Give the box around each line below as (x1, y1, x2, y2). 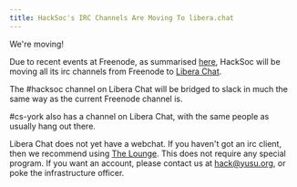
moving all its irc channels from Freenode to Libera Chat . (9, 66, 222, 77)
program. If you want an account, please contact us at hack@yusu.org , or (9, 157, 286, 169)
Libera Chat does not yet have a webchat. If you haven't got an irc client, (9, 138, 282, 149)
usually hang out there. (9, 120, 96, 131)
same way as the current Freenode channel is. (9, 93, 183, 104)
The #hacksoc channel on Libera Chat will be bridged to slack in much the (9, 83, 289, 94)
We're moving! (9, 38, 64, 49)
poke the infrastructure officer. (9, 167, 125, 178)
